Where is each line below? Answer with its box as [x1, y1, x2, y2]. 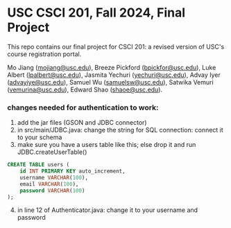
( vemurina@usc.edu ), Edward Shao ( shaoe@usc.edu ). [7, 85, 163, 94]
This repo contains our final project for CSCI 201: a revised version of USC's [7, 42, 225, 51]
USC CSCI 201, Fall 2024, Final [7, 5, 186, 21]
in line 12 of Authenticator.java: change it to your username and [17, 206, 198, 214]
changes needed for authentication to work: [7, 103, 159, 112]
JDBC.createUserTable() [17, 148, 87, 157]
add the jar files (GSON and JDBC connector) [17, 119, 147, 127]
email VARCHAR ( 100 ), [19, 180, 79, 188]
